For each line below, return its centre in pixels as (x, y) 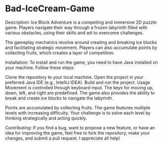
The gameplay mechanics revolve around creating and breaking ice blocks (81, 42)
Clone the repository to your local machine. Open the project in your (74, 77)
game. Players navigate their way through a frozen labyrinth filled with (76, 27)
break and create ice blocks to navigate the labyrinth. (59, 98)
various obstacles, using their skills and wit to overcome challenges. (75, 33)
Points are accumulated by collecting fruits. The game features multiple (78, 108)
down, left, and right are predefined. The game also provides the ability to (80, 93)
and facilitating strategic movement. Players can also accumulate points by (81, 47)
